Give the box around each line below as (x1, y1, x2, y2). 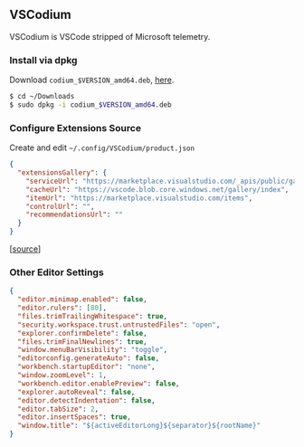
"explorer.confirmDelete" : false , (17, 328, 147, 338)
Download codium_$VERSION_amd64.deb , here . (9, 74, 175, 85)
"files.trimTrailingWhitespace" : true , (17, 311, 168, 320)
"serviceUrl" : (25, 176, 79, 185)
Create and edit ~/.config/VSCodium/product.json (9, 142, 195, 153)
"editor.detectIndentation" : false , (17, 395, 156, 405)
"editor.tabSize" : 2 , (17, 404, 100, 414)
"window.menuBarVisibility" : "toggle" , (17, 346, 168, 355)
